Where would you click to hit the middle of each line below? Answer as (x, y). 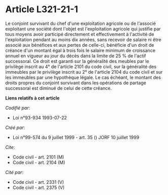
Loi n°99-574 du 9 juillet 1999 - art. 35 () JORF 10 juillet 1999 (76, 137)
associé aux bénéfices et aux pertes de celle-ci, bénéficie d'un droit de (80, 45)
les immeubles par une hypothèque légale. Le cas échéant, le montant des (83, 77)
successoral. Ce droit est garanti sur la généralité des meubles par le (77, 61)
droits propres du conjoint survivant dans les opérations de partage (76, 83)
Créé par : (15, 127)
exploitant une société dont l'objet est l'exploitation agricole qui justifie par (83, 28)
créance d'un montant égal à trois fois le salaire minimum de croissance (80, 50)
